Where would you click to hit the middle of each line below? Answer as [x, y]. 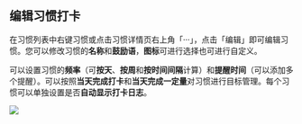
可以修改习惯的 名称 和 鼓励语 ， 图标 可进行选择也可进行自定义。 [147, 50]
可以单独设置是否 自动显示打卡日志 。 [84, 92]
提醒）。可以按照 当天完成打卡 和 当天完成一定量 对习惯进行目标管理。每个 [149, 81]
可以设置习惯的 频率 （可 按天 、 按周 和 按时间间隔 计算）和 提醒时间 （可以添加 [147, 69]
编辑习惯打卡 [45, 16]
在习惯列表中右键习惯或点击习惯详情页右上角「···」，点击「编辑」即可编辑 [145, 40]
